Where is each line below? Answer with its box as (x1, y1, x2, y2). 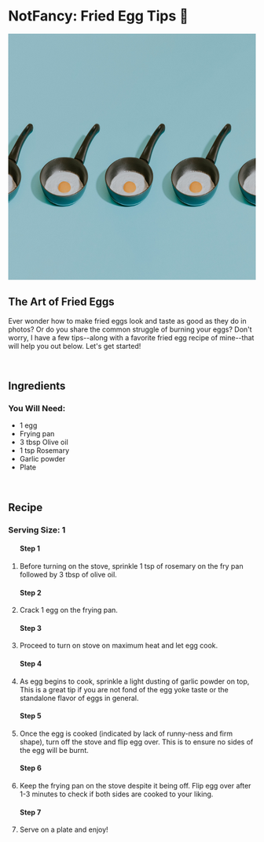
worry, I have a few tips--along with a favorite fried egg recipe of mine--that (8, 332, 255, 342)
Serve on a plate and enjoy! (19, 825, 108, 834)
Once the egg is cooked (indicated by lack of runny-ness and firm (19, 729, 233, 738)
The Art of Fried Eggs (8, 295, 115, 309)
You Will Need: (8, 403, 66, 414)
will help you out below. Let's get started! (8, 341, 141, 351)
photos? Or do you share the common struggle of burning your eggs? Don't (8, 325, 253, 334)
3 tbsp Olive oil (19, 437, 68, 447)
